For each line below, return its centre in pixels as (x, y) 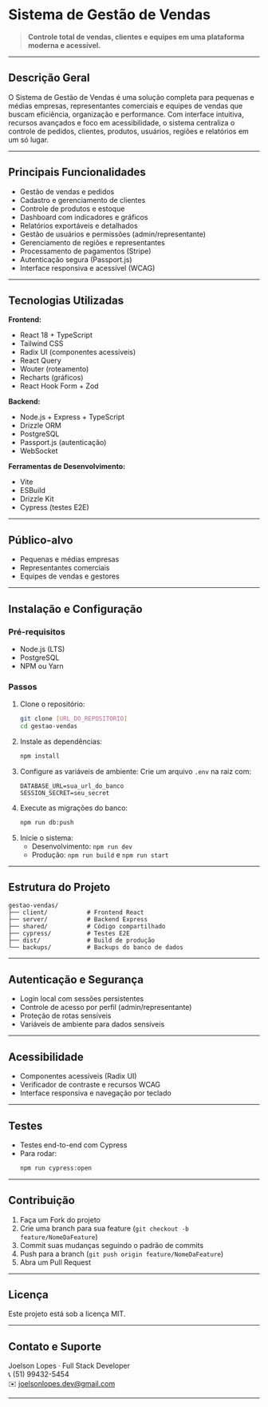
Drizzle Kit (37, 499)
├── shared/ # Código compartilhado (87, 927)
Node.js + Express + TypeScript (72, 417)
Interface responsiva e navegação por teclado (95, 1093)
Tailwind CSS (41, 344)
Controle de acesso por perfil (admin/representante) (106, 1008)
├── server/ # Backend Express (78, 920)
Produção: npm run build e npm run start (100, 855)
